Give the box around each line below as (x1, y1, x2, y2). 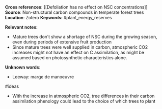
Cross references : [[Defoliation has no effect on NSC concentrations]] (5, 4, 148, 10)
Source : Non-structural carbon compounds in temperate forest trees (5, 9, 144, 15)
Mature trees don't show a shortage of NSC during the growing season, (12, 34, 157, 39)
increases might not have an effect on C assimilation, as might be (12, 49, 144, 55)
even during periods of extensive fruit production (12, 39, 112, 45)
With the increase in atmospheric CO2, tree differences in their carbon (12, 93, 155, 99)
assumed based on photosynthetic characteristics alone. (12, 55, 127, 61)
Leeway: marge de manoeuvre (12, 74, 74, 79)
